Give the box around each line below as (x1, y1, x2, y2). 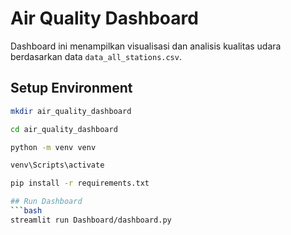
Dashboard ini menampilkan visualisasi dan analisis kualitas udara (10, 40, 282, 52)
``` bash (10, 206, 43, 216)
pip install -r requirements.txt (10, 178, 150, 189)
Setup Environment (10, 80, 133, 97)
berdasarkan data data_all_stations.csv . (10, 50, 182, 62)
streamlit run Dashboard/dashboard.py (10, 215, 172, 225)
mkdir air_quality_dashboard (10, 106, 132, 116)
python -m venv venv (10, 142, 97, 152)
